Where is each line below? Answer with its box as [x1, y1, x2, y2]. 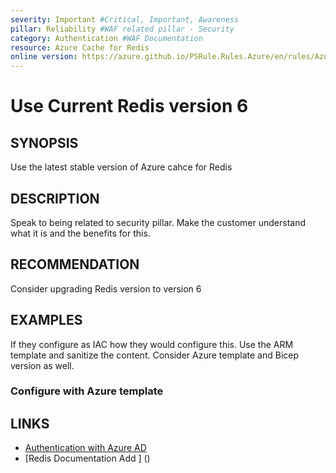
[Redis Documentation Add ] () [24, 452, 151, 465]
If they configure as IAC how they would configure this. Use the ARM [10, 338, 294, 350]
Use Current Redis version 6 [10, 95, 249, 118]
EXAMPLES [10, 312, 83, 329]
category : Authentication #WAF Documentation [10, 33, 203, 43]
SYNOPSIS [10, 134, 79, 151]
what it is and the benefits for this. [10, 227, 151, 239]
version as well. [10, 359, 75, 371]
